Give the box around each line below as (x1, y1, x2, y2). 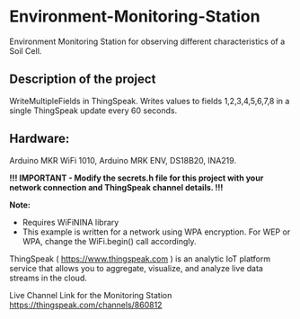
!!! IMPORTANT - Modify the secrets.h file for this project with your (9, 173, 264, 183)
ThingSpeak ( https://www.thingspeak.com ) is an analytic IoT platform (9, 253, 271, 264)
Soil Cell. (9, 45, 42, 56)
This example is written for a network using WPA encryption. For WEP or (22, 226, 291, 237)
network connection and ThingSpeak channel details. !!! (9, 182, 224, 192)
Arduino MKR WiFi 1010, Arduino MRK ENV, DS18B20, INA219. (9, 155, 236, 165)
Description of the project (9, 72, 156, 87)
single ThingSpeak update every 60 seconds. (9, 105, 178, 116)
